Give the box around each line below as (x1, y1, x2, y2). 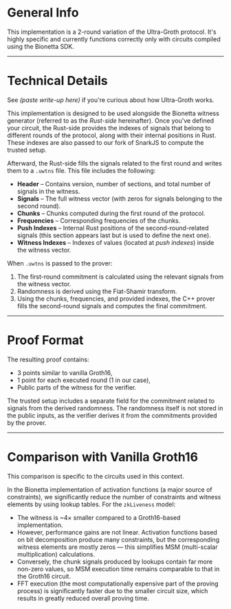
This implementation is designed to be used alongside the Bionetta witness (7, 109, 220, 117)
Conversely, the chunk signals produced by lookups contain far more (16, 557, 213, 566)
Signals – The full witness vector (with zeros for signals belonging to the (16, 194, 223, 203)
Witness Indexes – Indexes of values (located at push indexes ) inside (16, 238, 214, 246)
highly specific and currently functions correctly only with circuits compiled (7, 34, 221, 43)
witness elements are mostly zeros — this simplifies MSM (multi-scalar (16, 543, 218, 551)
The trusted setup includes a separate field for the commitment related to (7, 397, 215, 405)
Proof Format (7, 332, 84, 348)
